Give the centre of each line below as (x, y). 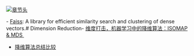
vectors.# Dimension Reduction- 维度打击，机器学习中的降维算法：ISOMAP (97, 28)
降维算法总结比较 (35, 47)
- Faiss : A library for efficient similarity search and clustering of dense (90, 21)
